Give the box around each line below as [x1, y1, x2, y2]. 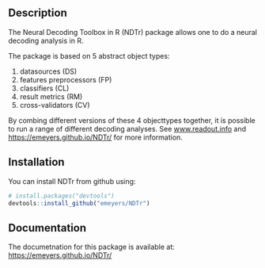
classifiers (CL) [19, 83, 70, 93]
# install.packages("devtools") [8, 192, 115, 200]
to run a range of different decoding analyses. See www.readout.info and [8, 124, 247, 133]
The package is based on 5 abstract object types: [8, 51, 170, 60]
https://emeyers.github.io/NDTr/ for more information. [8, 132, 184, 142]
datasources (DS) [19, 67, 78, 76]
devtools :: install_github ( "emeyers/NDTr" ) [8, 199, 150, 207]
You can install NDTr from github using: [8, 176, 136, 186]
